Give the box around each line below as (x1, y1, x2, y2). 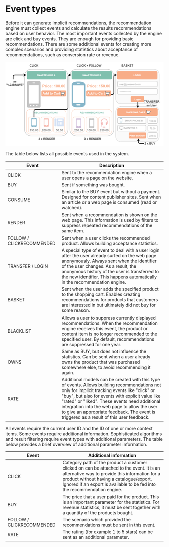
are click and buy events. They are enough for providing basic (5, 36, 134, 42)
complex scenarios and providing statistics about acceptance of (5, 46, 138, 52)
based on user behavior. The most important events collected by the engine (5, 30, 162, 36)
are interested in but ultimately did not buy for (61, 302, 156, 308)
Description (99, 162, 124, 168)
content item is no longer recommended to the (61, 331, 157, 337)
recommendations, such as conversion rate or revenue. (5, 51, 120, 58)
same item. (61, 227, 84, 234)
